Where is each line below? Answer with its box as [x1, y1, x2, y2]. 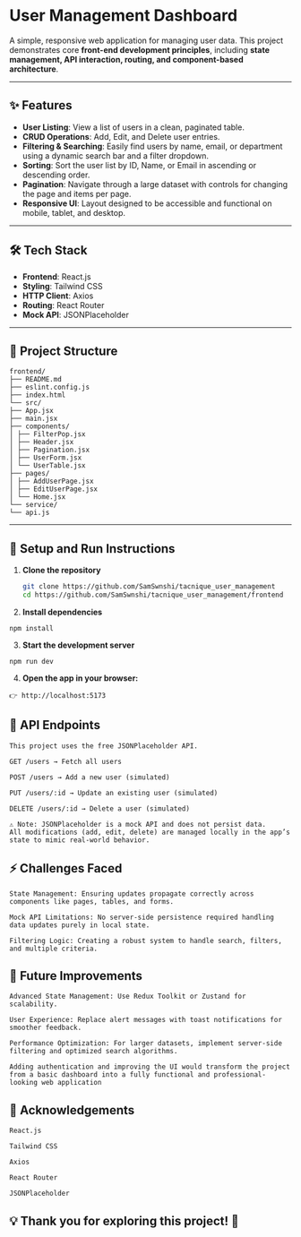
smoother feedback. [9, 1023, 82, 1033]
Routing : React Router [21, 299, 105, 310]
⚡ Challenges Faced [9, 861, 123, 876]
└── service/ [9, 501, 58, 510]
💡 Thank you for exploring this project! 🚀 [9, 1213, 239, 1228]
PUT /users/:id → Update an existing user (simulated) [9, 788, 219, 797]
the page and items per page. [21, 188, 132, 199]
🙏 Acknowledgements [9, 1103, 135, 1118]
